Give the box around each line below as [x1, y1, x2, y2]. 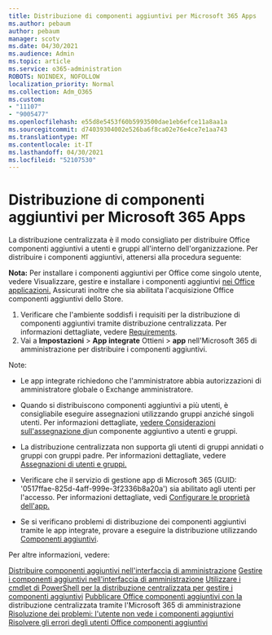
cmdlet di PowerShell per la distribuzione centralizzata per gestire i [8, 583, 234, 593]
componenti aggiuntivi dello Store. [8, 294, 124, 304]
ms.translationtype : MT [8, 133, 90, 141]
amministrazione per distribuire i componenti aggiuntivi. [20, 344, 208, 354]
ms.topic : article [8, 58, 71, 66]
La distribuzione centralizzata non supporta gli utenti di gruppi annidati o [20, 442, 265, 452]
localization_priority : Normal [8, 80, 115, 88]
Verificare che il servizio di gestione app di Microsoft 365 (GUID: [20, 475, 237, 485]
